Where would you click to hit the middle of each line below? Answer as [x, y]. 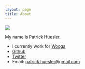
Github [19, 51]
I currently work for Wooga [39, 46]
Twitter [19, 56]
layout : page [18, 9]
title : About [18, 14]
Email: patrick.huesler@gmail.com [46, 61]
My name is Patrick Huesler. [33, 37]
